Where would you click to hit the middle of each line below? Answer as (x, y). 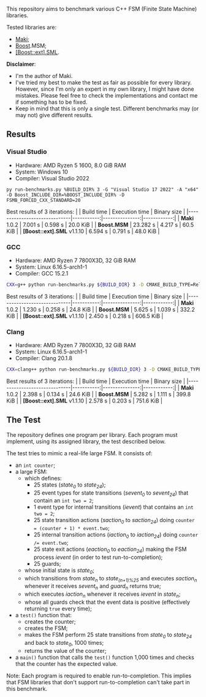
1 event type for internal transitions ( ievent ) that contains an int (113, 507)
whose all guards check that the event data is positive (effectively (107, 602)
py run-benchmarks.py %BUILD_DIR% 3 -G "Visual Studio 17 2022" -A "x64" (103, 190)
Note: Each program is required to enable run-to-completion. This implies (99, 676)
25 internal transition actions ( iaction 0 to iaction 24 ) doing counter (116, 535)
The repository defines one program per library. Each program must (92, 434)
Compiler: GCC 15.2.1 (42, 273)
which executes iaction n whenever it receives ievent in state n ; (102, 595)
